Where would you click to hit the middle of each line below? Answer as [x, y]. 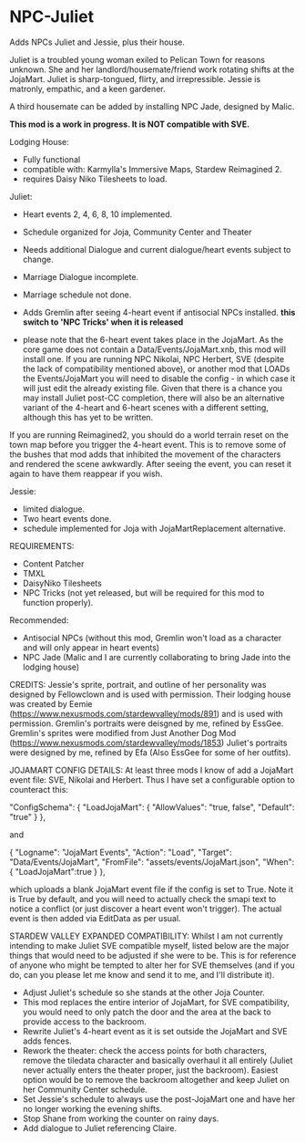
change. [38, 259]
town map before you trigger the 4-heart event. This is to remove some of [148, 444]
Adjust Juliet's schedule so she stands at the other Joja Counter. [144, 992]
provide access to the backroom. [85, 1021]
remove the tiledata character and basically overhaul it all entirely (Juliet [158, 1060]
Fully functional [51, 159]
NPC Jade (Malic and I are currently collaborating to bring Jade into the [157, 657]
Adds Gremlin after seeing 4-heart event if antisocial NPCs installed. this [159, 312]
